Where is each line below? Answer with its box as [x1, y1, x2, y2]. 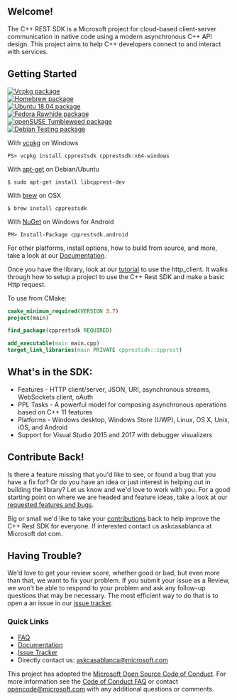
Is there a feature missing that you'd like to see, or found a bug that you [7, 470, 216, 479]
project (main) [7, 314, 50, 321]
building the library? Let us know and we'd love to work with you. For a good [7, 485, 231, 493]
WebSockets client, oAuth [17, 392, 94, 401]
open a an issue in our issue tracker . [7, 599, 114, 607]
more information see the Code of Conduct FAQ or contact [7, 677, 179, 686]
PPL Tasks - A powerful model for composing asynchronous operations [17, 400, 227, 409]
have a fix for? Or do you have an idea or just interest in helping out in [7, 477, 211, 486]
